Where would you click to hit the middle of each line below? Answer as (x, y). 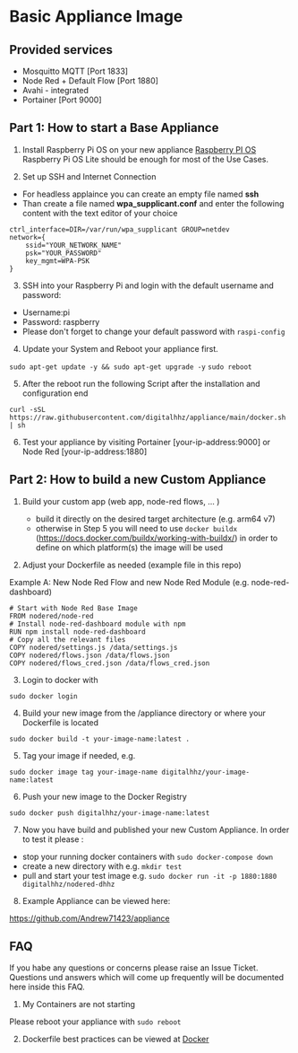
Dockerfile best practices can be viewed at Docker (115, 1040)
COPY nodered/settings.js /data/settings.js (94, 647)
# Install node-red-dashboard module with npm (98, 624)
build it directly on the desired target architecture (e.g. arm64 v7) (155, 519)
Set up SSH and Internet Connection (89, 176)
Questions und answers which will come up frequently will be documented (147, 978)
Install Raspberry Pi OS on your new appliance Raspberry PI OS (139, 149)
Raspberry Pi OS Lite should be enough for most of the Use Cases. (145, 159)
